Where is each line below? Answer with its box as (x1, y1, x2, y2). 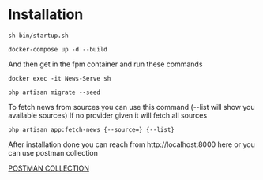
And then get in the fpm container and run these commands (8, 59, 203, 69)
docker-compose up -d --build (8, 45, 108, 53)
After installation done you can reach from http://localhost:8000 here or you (8, 140, 255, 149)
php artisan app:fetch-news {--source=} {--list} (8, 126, 175, 133)
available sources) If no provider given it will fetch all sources (8, 111, 208, 120)
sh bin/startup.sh (8, 32, 69, 39)
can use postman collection (8, 148, 99, 157)
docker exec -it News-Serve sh (8, 74, 111, 82)
